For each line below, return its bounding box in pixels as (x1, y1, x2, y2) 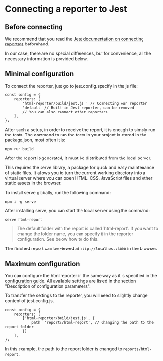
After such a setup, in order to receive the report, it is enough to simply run (5, 126, 156, 133)
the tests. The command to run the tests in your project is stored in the (5, 132, 147, 137)
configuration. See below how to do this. (17, 236, 99, 242)
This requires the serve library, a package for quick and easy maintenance (5, 164, 155, 170)
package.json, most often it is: (5, 137, 66, 143)
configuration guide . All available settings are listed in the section (5, 278, 136, 284)
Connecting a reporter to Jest (5, 3, 128, 15)
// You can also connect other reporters (22, 109, 108, 114)
